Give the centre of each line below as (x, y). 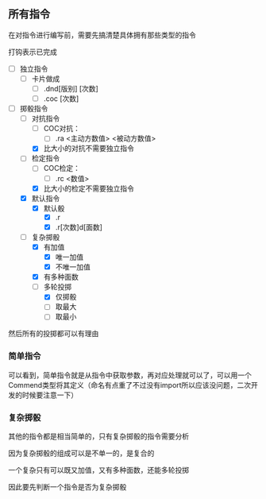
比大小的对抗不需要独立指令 (89, 149)
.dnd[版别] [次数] (71, 88)
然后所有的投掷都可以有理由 (54, 334)
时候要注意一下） (50, 395)
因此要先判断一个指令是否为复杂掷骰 (67, 487)
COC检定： (62, 168)
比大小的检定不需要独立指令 (89, 188)
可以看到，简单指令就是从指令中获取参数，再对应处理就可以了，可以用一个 (130, 375)
